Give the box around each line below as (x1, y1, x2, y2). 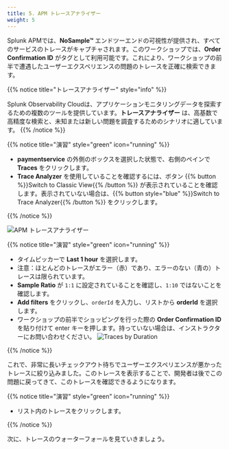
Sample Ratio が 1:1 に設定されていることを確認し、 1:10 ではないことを (16, 281, 222, 289)
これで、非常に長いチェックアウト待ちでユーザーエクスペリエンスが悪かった (7, 360, 223, 369)
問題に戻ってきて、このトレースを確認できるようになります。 (7, 377, 180, 386)
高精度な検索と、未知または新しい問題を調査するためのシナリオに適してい (7, 117, 217, 125)
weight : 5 (7, 17, 36, 23)
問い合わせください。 (35, 332, 96, 340)
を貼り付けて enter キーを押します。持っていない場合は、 (16, 324, 179, 332)
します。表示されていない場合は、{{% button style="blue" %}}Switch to (16, 189, 220, 197)
